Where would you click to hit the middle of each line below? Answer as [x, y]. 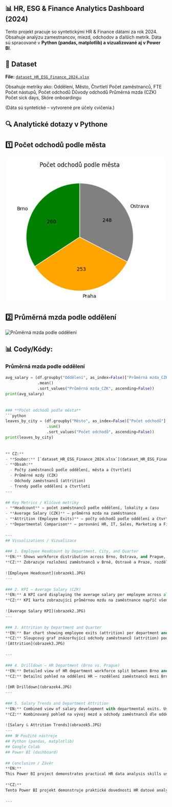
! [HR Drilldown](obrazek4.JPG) [39, 687]
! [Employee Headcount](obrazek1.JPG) [46, 573]
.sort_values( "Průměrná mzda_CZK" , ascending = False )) [96, 389]
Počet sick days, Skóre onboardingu [44, 97]
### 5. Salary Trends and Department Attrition [57, 703]
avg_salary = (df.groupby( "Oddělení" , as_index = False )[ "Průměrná [76, 378]
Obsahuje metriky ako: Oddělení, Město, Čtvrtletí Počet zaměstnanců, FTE [84, 86]
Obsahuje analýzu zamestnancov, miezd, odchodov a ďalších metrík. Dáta [83, 37]
